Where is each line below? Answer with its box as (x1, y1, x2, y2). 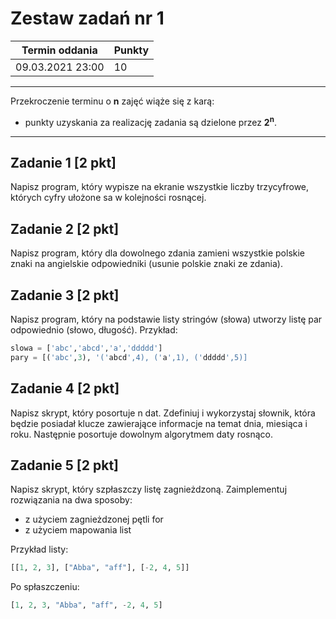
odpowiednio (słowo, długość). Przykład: (10, 324, 178, 336)
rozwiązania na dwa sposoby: (10, 494, 133, 506)
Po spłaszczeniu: (10, 581, 80, 593)
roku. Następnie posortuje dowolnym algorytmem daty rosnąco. (10, 428, 274, 440)
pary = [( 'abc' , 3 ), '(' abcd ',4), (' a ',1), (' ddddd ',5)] (10, 352, 248, 362)
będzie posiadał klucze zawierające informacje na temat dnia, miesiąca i (10, 417, 308, 429)
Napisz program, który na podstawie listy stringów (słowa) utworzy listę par (10, 313, 323, 326)
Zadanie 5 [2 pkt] (10, 457, 119, 474)
